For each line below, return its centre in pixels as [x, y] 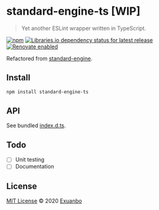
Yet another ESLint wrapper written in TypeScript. [84, 28]
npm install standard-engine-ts [47, 92]
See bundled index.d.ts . [36, 126]
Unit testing [30, 160]
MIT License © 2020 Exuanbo [44, 201]
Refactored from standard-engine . [50, 58]
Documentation [35, 167]
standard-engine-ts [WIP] [73, 11]
